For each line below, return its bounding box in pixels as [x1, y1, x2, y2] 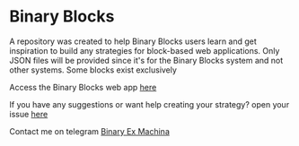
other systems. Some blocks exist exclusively [9, 64, 178, 75]
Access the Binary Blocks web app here [9, 82, 157, 92]
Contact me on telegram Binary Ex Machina [9, 125, 171, 136]
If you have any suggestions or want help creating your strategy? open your [9, 99, 290, 109]
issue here [9, 108, 48, 119]
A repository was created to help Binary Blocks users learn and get [9, 36, 258, 47]
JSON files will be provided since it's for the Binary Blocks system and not [9, 55, 284, 65]
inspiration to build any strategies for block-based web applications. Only [9, 45, 280, 56]
